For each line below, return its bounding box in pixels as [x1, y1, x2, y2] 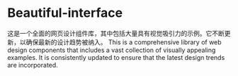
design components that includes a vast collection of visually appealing [7, 46, 216, 54]
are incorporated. [7, 61, 58, 69]
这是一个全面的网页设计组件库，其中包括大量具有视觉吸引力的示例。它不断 [7, 29, 225, 37]
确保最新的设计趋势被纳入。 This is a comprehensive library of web [25, 37, 222, 46]
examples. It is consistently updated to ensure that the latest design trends [7, 53, 225, 61]
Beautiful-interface [7, 5, 123, 21]
